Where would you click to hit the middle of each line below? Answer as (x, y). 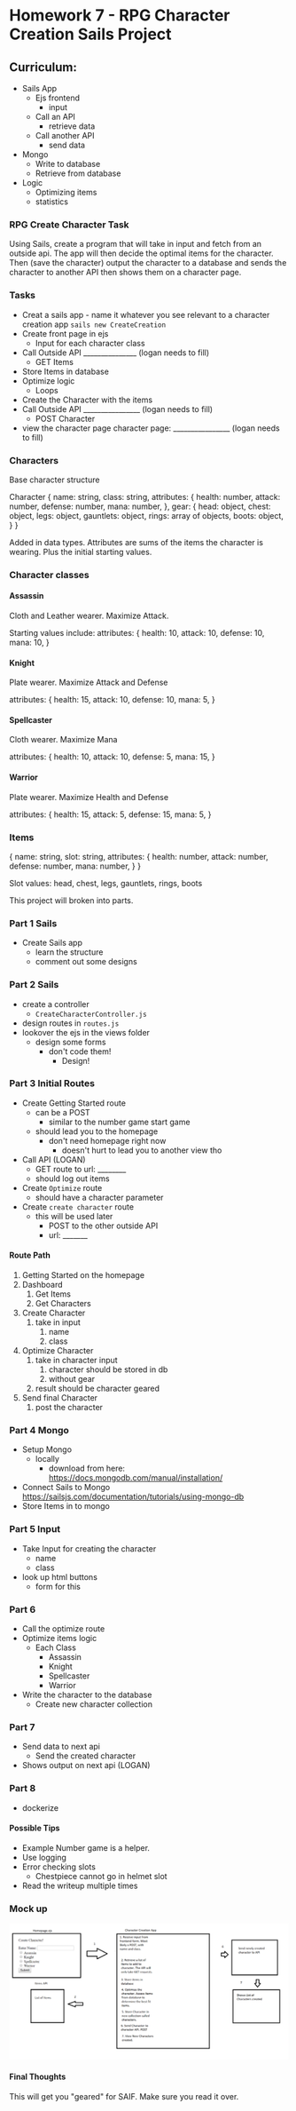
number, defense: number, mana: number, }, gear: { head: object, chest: (140, 506)
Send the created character (85, 1756)
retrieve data (72, 126)
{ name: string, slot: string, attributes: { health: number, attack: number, (139, 856)
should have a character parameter (99, 1197)
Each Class (56, 1647)
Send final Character (60, 1398)
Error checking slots (58, 1867)
